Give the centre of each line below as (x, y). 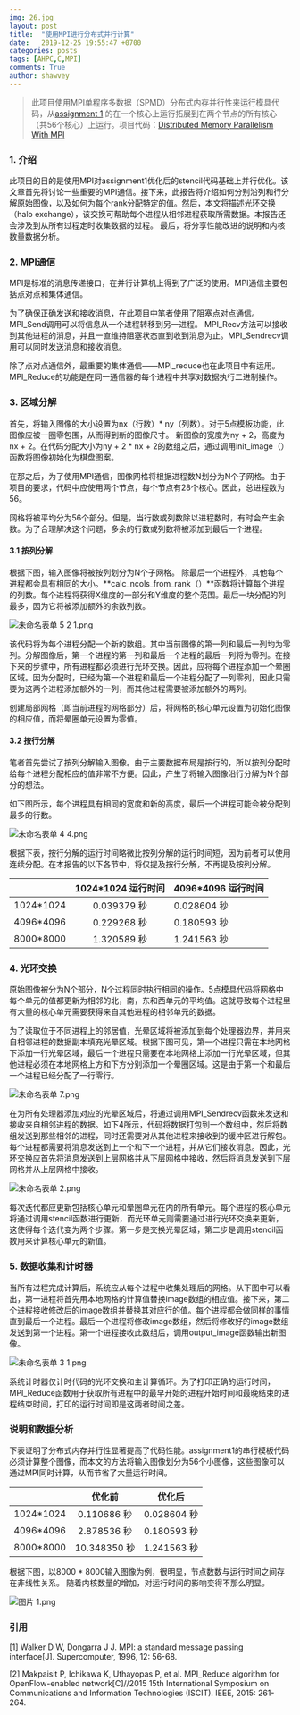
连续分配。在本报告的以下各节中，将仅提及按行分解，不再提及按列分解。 (142, 865)
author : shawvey (39, 76)
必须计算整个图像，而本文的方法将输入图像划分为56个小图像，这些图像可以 (147, 1461)
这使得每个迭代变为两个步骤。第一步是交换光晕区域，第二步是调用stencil (143, 1229)
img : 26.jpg (31, 17)
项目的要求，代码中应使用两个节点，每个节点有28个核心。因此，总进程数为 (147, 487)
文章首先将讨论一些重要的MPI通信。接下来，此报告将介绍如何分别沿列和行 (146, 192)
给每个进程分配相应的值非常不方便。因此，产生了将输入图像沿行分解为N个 (145, 773)
